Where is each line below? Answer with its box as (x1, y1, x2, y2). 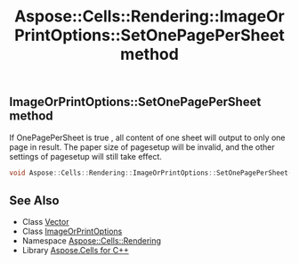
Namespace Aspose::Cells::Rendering (21, 235, 162, 246)
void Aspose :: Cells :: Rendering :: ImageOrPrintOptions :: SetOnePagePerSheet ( (9, 168, 293, 177)
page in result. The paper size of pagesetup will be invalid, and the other (9, 141, 275, 153)
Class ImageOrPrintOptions (21, 226, 123, 237)
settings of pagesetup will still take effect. (9, 151, 163, 161)
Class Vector (21, 217, 69, 227)
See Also (9, 193, 60, 208)
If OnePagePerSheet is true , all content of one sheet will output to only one (9, 132, 287, 143)
